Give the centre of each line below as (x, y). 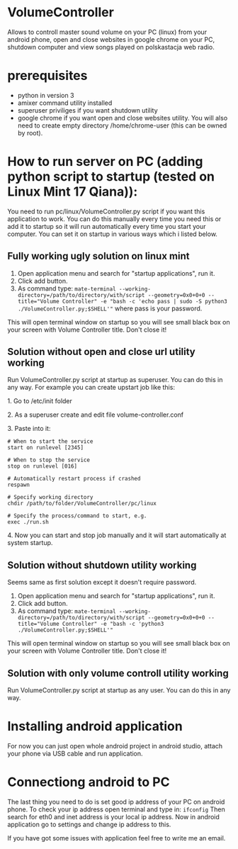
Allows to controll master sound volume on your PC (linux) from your (107, 32)
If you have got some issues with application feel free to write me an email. (117, 838)
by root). (30, 133)
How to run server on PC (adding (105, 162)
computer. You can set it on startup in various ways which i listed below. (113, 234)
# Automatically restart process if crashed (74, 479)
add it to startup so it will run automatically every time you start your (107, 226)
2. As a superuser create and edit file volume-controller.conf (96, 415)
